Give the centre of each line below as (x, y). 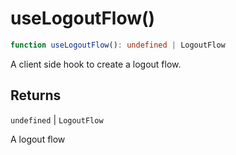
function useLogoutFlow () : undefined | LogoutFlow (118, 45)
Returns (36, 95)
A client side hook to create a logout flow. (96, 64)
